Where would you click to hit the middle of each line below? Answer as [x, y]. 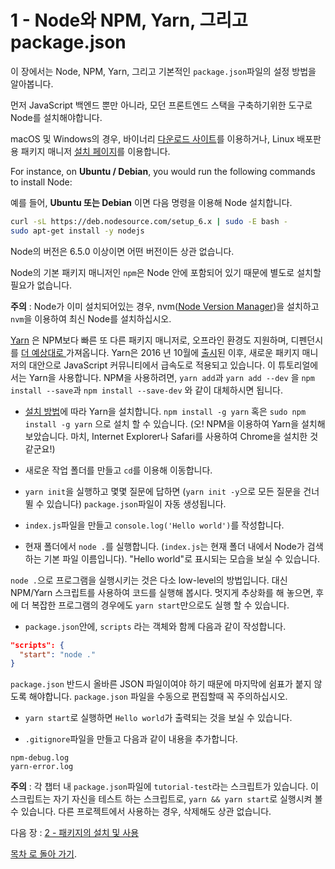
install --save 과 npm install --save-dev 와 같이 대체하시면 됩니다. [147, 390]
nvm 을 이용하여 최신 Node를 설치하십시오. [91, 318]
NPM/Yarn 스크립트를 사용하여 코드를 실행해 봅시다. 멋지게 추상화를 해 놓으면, [162, 592]
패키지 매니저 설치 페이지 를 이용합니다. [95, 151]
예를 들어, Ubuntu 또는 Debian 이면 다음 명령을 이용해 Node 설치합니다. [151, 202]
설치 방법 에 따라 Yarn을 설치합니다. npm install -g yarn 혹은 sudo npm [165, 411]
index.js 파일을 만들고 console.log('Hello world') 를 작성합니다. [154, 525]
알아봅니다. [32, 83]
